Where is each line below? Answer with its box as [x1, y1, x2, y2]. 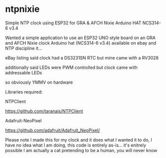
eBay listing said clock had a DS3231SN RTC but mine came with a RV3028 [5, 54, 159, 60]
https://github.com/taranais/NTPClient [5, 108, 83, 114]
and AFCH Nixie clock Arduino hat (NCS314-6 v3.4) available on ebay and [5, 40, 157, 46]
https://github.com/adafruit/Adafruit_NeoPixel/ [5, 127, 100, 133]
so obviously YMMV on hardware [5, 79, 73, 85]
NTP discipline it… [5, 45, 42, 51]
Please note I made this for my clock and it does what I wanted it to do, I [5, 137, 152, 143]
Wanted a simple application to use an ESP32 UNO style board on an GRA [5, 35, 156, 41]
